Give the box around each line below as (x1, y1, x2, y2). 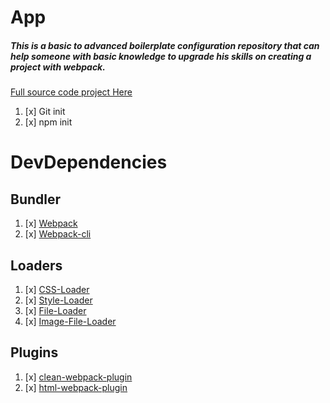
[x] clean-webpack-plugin (24, 371, 133, 383)
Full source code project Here (10, 86, 133, 98)
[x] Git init (24, 106, 66, 118)
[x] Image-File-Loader (24, 315, 117, 327)
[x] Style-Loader (24, 294, 93, 306)
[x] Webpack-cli (24, 228, 92, 240)
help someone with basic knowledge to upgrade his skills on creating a (10, 50, 312, 62)
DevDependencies (10, 151, 168, 174)
